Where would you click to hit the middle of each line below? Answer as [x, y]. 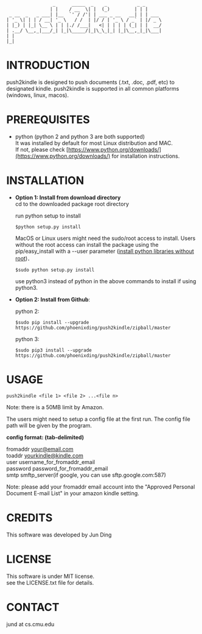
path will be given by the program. [49, 425]
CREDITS [30, 517]
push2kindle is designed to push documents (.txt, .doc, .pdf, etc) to [91, 82]
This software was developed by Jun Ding [59, 535]
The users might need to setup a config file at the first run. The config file [98, 419]
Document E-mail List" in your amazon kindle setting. [73, 493]
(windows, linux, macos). [37, 95]
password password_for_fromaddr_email [57, 468]
